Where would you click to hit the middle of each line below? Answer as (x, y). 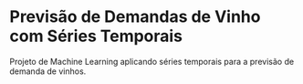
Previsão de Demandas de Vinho (135, 17)
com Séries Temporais (96, 36)
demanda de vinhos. (48, 71)
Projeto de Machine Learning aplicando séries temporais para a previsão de (152, 61)
